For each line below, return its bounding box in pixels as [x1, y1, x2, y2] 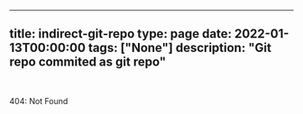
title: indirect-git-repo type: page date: [9, 26, 233, 41]
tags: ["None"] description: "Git [87, 40, 272, 56]
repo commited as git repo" [9, 55, 167, 70]
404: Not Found [9, 95, 69, 106]
